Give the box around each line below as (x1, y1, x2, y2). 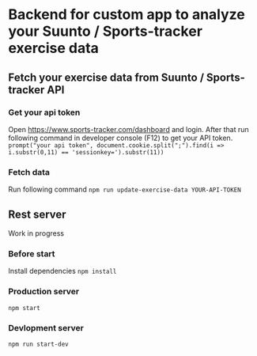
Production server (8, 286, 80, 297)
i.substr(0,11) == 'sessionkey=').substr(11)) (8, 148, 164, 156)
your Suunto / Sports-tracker (8, 22, 203, 40)
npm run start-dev (8, 340, 69, 348)
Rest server (8, 207, 66, 221)
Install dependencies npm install (8, 267, 117, 276)
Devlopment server (8, 322, 85, 333)
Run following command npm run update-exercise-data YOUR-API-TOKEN (8, 184, 241, 195)
